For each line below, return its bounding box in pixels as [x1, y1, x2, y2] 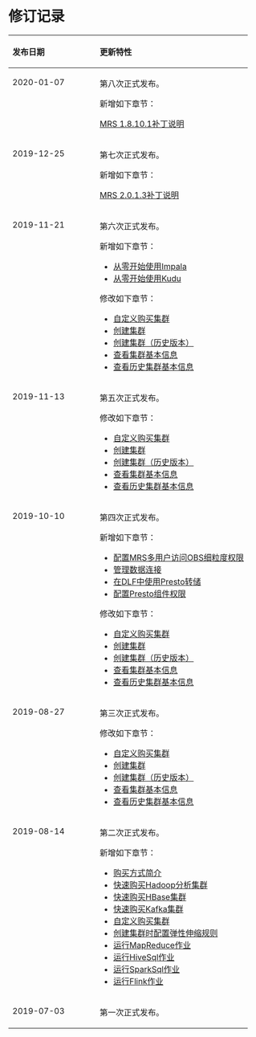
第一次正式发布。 [100, 1006, 165, 1018]
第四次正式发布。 [100, 512, 165, 523]
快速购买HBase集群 [113, 891, 187, 902]
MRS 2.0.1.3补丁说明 [100, 190, 179, 201]
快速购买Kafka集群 [113, 903, 184, 914]
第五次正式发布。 [100, 392, 165, 403]
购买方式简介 [113, 867, 162, 878]
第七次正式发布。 [100, 149, 165, 161]
